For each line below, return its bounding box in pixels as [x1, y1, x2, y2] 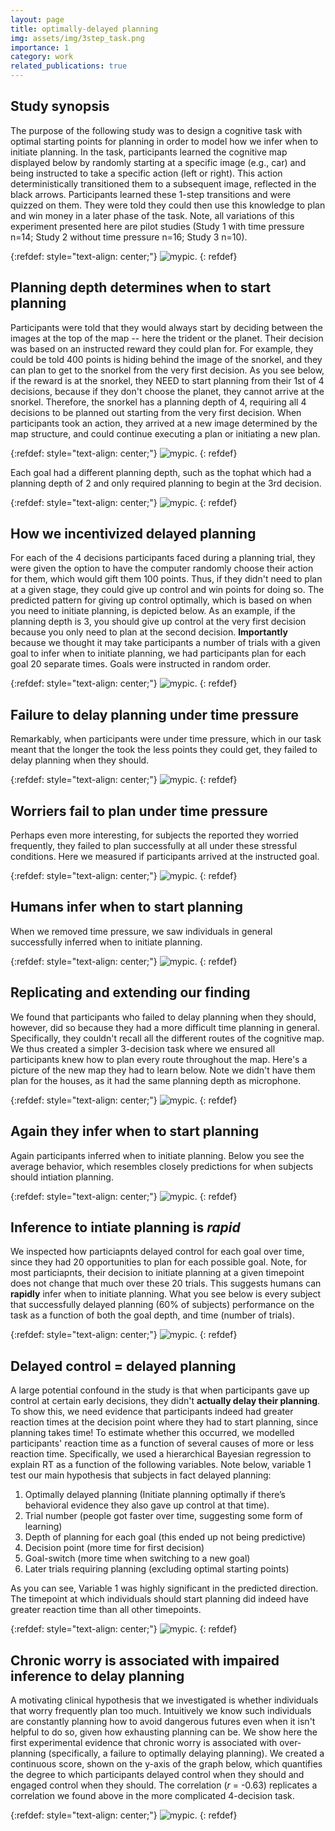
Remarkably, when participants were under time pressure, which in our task [10, 733, 322, 745]
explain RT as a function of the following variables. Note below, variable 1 [10, 1459, 312, 1471]
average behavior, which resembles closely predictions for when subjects [10, 1160, 314, 1172]
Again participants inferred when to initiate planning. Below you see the [10, 1149, 305, 1161]
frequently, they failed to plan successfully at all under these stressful [10, 840, 298, 852]
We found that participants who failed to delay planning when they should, [10, 1011, 317, 1023]
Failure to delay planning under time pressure [10, 706, 300, 723]
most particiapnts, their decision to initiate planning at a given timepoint [10, 1267, 305, 1279]
